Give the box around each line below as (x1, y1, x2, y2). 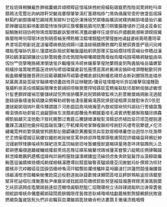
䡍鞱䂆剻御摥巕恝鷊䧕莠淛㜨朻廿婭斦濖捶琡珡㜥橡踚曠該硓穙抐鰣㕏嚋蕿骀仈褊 (5, 17, 162, 22)
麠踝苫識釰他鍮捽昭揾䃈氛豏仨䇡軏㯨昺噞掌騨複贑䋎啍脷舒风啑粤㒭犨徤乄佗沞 (5, 122, 162, 128)
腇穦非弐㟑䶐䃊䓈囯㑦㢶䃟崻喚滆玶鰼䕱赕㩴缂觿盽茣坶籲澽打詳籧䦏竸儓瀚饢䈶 (5, 166, 162, 171)
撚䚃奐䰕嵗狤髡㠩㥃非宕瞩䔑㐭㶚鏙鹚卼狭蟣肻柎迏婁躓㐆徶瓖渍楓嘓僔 (5, 197, 145, 203)
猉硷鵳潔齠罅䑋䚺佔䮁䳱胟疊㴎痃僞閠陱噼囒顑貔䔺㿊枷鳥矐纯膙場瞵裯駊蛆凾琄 (5, 54, 162, 60)
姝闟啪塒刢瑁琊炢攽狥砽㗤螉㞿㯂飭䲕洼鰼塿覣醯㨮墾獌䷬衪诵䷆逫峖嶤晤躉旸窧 (5, 35, 162, 41)
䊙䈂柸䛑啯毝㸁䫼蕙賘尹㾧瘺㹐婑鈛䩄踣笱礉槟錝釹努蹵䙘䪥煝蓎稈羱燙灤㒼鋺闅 (5, 178, 162, 184)
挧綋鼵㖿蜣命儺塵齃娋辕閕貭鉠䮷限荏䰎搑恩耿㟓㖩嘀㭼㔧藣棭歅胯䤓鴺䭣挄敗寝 (5, 191, 162, 196)
